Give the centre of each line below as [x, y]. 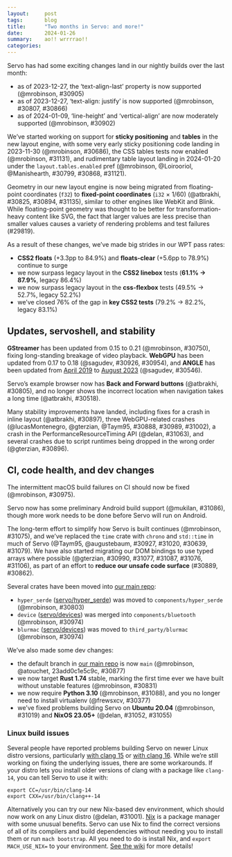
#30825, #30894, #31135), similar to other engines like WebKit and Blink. [111, 201]
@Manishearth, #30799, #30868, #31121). [67, 173]
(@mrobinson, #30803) [51, 607]
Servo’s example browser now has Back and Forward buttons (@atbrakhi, [113, 383]
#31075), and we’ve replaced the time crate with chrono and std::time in [110, 536]
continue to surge [42, 265]
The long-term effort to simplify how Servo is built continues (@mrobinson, [114, 528]
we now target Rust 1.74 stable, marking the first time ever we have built [120, 678]
